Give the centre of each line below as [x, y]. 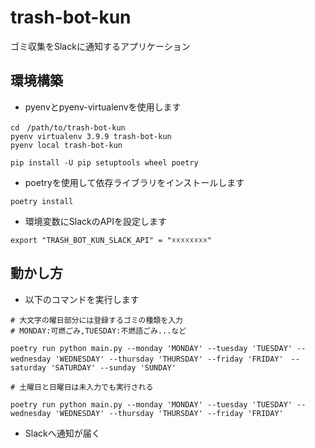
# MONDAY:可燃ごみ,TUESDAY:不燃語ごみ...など [98, 331]
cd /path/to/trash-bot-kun [68, 127]
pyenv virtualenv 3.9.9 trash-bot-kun [91, 136]
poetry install [42, 201]
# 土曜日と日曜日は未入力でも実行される [82, 387]
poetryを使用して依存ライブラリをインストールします [134, 182]
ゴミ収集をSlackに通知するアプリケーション [100, 46]
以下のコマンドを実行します [82, 299]
